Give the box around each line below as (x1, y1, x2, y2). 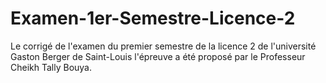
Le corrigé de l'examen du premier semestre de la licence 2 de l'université (10, 40, 317, 52)
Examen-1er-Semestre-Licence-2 (10, 7, 296, 30)
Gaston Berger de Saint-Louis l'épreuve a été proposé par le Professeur (10, 50, 306, 62)
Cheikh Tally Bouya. (10, 61, 93, 73)
